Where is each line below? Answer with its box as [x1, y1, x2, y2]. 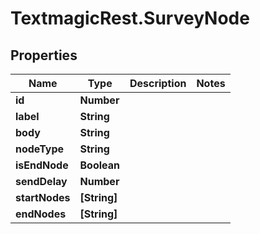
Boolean [79, 158, 120, 172]
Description [129, 77, 187, 90]
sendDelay [15, 175, 68, 188]
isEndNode [15, 158, 69, 172]
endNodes [15, 207, 67, 221]
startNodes [15, 191, 71, 204]
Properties [10, 47, 78, 64]
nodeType [15, 142, 65, 156]
